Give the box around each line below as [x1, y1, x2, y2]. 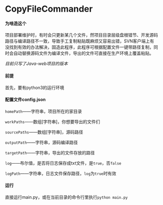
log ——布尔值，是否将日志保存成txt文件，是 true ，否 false [5, 160, 121, 166]
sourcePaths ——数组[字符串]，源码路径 [5, 129, 83, 135]
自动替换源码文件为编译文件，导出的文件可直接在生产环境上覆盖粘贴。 [13, 50, 154, 56]
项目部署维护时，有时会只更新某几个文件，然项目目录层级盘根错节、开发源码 [5, 32, 158, 38]
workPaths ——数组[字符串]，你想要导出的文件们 [5, 118, 100, 125]
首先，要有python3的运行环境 [5, 84, 65, 91]
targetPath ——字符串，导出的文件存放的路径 [5, 149, 95, 155]
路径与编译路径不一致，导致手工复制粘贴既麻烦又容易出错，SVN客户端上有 [5, 38, 154, 44]
